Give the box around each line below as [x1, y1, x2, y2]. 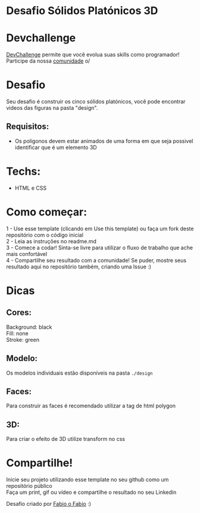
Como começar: [6, 205, 87, 218]
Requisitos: [6, 122, 49, 132]
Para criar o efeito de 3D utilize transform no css [6, 435, 125, 443]
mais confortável [6, 250, 48, 257]
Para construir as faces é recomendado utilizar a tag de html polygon [6, 402, 176, 409]
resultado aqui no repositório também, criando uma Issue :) [6, 263, 152, 270]
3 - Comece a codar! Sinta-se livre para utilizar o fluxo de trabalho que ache [6, 244, 193, 251]
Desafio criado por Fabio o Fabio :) [6, 500, 91, 508]
